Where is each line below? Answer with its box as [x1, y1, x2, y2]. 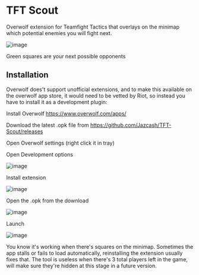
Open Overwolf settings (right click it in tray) [6, 139, 115, 146]
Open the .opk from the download [6, 197, 89, 204]
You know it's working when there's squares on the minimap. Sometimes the [6, 243, 194, 250]
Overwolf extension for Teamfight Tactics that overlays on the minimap [6, 23, 180, 30]
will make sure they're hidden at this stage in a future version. [6, 262, 157, 269]
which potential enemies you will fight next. [6, 29, 112, 36]
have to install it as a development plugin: [6, 98, 108, 105]
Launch [6, 220, 25, 227]
